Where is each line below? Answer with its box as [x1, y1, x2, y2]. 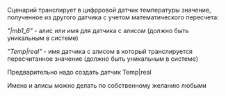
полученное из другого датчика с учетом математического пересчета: [7, 13, 219, 21]
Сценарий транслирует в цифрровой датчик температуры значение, [7, 6, 211, 14]
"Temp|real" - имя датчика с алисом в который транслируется [7, 48, 193, 55]
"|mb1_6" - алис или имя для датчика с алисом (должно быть [7, 27, 189, 35]
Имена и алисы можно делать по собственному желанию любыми [7, 81, 207, 89]
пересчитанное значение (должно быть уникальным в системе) [7, 55, 198, 63]
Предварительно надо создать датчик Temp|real [7, 68, 152, 76]
